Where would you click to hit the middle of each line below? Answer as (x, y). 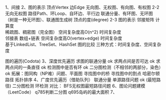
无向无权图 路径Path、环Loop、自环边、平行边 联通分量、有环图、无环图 (79, 13)
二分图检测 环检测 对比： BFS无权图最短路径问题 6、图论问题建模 (79, 86)
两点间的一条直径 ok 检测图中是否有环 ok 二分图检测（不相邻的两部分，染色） (83, 67)
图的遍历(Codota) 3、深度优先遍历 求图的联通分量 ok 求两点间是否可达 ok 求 (83, 61)
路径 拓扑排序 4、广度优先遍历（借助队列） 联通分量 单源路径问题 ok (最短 (81, 80)
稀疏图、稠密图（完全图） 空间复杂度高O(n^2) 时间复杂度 (63, 32)
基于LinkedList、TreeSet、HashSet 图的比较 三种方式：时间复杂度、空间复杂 (83, 44)
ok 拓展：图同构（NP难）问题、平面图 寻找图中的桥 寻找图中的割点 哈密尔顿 (83, 74)
